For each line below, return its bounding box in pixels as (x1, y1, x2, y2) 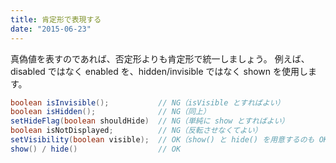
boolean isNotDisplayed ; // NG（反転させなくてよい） (10, 126, 263, 136)
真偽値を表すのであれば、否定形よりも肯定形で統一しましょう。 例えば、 (10, 52, 310, 65)
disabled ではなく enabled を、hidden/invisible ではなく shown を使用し (10, 65, 308, 77)
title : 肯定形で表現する (10, 14, 102, 25)
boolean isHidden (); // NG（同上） (10, 107, 211, 117)
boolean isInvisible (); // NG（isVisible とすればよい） (10, 97, 285, 108)
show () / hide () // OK (10, 144, 182, 154)
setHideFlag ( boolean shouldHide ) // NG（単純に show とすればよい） (10, 116, 290, 126)
